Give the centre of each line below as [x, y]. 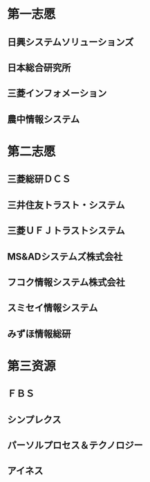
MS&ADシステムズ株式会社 [65, 256]
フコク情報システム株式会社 [66, 282]
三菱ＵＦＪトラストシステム [66, 231]
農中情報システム [44, 119]
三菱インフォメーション [57, 93]
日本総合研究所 [39, 68]
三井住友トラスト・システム [66, 205]
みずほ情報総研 [39, 334]
